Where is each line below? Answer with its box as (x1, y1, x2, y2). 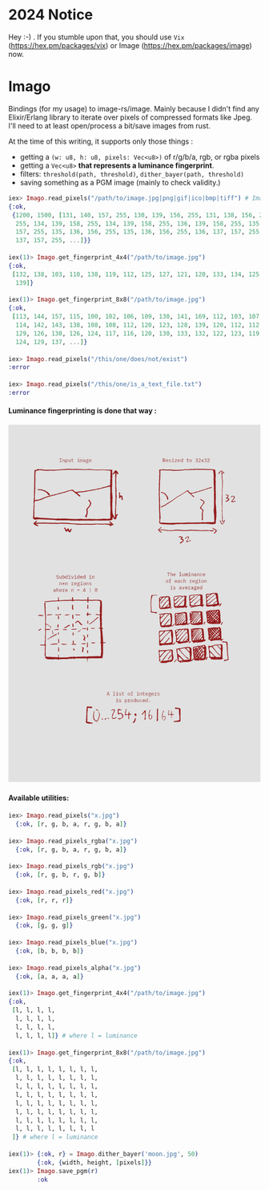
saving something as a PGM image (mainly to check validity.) (19, 177, 221, 187)
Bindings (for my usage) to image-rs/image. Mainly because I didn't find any (8, 104, 260, 113)
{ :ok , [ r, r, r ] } (15, 896, 74, 904)
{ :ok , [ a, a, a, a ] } (15, 973, 84, 981)
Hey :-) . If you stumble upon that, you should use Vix (8, 32, 185, 42)
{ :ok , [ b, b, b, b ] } (15, 947, 84, 956)
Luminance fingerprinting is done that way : (8, 406, 158, 416)
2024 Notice (8, 6, 94, 24)
